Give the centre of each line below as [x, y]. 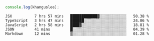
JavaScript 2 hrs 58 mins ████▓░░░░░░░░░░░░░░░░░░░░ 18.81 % [77, 25]
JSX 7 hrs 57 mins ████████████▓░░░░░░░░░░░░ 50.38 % [77, 16]
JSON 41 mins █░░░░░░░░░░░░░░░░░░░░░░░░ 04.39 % [77, 29]
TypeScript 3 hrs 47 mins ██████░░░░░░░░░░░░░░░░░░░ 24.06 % [77, 20]
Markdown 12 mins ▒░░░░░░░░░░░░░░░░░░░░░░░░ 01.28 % [77, 33]
